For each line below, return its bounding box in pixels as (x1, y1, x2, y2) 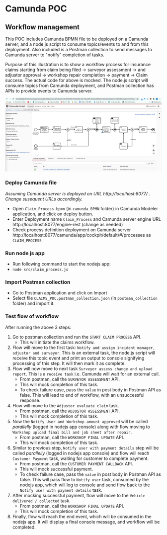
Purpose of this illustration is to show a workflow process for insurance (5, 62, 151, 67)
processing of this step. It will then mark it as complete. (12, 360, 126, 366)
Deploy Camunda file (5, 179, 57, 186)
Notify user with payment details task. (19, 487, 103, 493)
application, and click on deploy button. (12, 211, 93, 217)
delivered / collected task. (12, 498, 71, 504)
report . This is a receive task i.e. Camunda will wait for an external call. (12, 371, 160, 377)
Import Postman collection (5, 278, 71, 285)
